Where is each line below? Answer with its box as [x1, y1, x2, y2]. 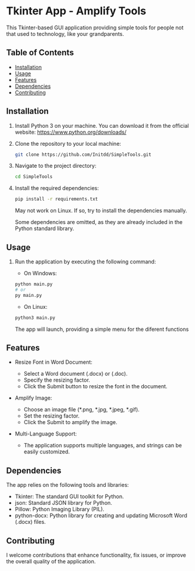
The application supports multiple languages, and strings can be [23, 442, 182, 449]
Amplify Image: [14, 394, 52, 401]
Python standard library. [14, 225, 75, 232]
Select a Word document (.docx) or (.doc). [23, 370, 128, 377]
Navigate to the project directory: [14, 162, 97, 170]
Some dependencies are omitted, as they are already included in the [14, 219, 183, 226]
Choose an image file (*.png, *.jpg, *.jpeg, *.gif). [23, 406, 140, 413]
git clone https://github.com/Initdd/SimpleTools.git [14, 151, 151, 158]
